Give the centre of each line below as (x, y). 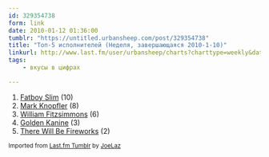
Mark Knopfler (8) (49, 105)
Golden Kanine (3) (50, 122)
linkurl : (23, 53)
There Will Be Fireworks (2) (65, 131)
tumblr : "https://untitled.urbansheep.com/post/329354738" (109, 38)
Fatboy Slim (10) (46, 97)
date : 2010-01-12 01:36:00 (53, 30)
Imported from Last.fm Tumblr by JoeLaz (65, 145)
